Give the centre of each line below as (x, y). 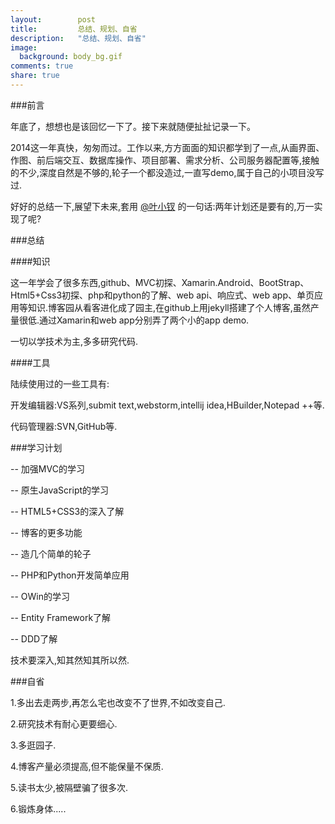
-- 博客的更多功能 (46, 532)
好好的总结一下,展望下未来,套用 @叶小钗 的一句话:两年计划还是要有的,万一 (162, 206)
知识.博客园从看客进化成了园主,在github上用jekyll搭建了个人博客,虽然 (169, 307)
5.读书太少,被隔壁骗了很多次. (69, 787)
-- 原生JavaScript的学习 (60, 490)
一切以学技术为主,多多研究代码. (74, 341)
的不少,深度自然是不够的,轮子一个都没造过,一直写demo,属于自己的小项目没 (163, 172)
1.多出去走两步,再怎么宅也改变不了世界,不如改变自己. (118, 702)
